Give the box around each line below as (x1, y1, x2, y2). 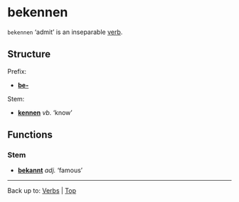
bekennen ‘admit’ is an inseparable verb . (7, 28, 123, 36)
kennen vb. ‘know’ (17, 108, 73, 117)
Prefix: (7, 67, 27, 75)
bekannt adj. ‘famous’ (17, 166, 83, 174)
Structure (7, 48, 51, 60)
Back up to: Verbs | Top (7, 186, 77, 195)
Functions (7, 129, 53, 141)
